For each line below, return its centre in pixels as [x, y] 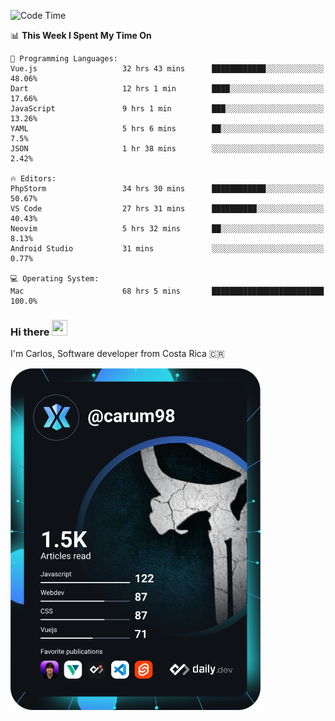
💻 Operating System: [55, 279]
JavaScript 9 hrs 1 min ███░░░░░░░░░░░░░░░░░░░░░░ [167, 109]
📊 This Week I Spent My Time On [81, 35]
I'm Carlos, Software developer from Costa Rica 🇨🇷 [117, 354]
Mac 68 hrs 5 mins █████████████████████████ [167, 291]
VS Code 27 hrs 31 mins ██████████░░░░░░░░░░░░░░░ [167, 209]
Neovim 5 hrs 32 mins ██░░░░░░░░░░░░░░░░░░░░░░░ [167, 229]
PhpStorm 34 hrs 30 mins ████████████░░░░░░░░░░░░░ [167, 189]
